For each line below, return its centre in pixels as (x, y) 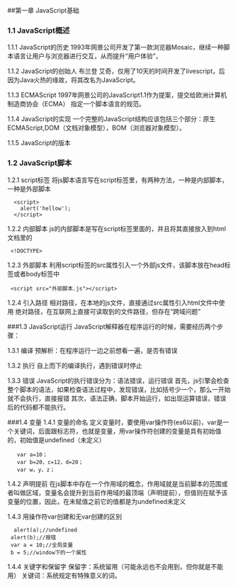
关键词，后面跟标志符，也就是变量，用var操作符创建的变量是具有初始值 (117, 431)
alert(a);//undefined (46, 530)
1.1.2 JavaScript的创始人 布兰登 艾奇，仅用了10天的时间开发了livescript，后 (116, 71)
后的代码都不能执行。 (38, 407)
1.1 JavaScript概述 (39, 30)
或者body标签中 (36, 274)
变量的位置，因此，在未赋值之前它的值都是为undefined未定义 (97, 501)
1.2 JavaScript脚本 (40, 163)
